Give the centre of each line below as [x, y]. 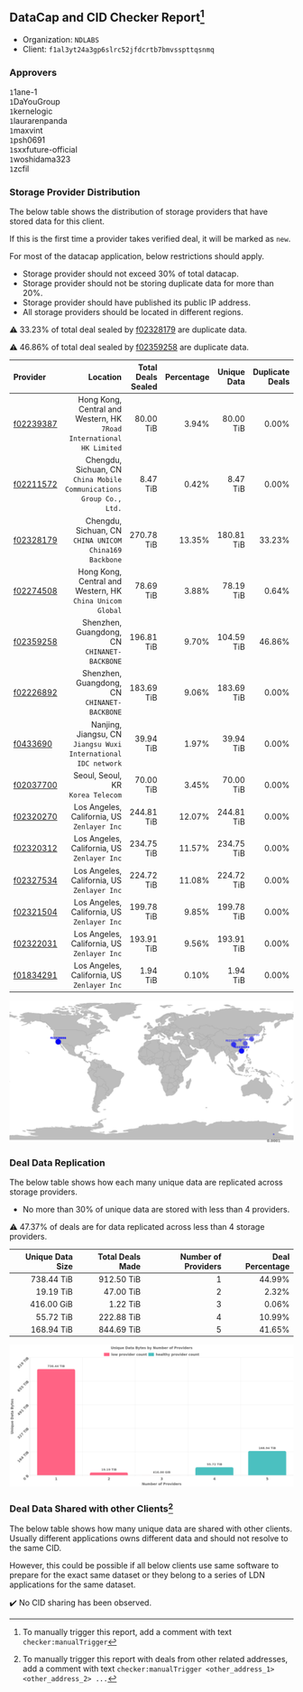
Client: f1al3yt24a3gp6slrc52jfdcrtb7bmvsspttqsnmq [118, 49]
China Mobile [98, 480]
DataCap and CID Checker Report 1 [107, 16]
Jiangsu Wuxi [98, 744]
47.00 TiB [122, 1292]
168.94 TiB [52, 1329]
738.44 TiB [52, 1279]
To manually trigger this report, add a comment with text [127, 1632]
